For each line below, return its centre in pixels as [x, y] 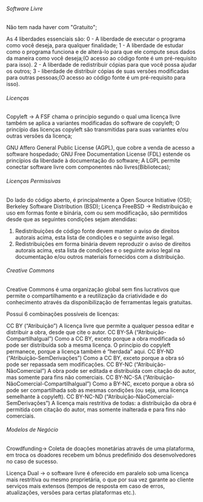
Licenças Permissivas [34, 181]
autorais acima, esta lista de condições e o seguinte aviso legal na [98, 250]
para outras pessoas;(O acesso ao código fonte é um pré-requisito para [96, 78]
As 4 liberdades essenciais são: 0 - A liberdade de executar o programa [96, 39]
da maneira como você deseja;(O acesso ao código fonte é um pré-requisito [101, 58]
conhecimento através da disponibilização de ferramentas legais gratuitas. [99, 302]
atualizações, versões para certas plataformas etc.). [71, 493]
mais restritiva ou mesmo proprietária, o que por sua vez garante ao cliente [100, 480]
